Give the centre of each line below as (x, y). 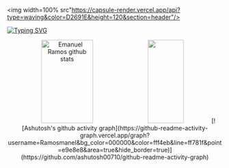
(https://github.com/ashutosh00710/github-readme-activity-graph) (115, 157)
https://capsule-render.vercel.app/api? (126, 10)
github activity (77, 128)
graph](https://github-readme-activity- (153, 128)
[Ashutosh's (39, 128)
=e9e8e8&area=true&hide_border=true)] (115, 150)
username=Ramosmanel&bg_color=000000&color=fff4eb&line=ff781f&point (115, 142)
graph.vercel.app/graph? (115, 135)
